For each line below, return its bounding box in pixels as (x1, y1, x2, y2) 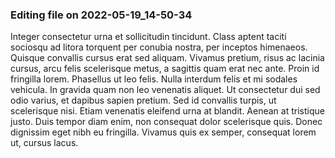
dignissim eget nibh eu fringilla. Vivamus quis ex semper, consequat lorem (10, 126, 317, 138)
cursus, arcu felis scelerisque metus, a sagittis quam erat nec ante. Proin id (10, 63, 320, 75)
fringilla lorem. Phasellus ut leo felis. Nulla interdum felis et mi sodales (10, 73, 298, 85)
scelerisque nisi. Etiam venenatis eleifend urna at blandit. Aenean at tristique (10, 105, 325, 117)
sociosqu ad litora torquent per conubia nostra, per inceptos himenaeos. (10, 41, 308, 53)
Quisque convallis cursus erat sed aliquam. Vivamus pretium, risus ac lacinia (10, 52, 325, 64)
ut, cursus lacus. (10, 137, 79, 149)
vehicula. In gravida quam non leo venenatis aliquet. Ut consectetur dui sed (10, 84, 321, 96)
